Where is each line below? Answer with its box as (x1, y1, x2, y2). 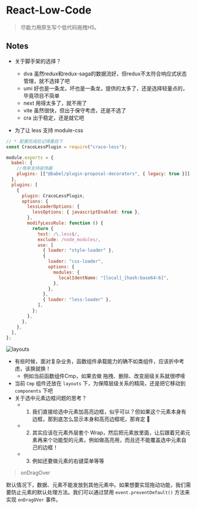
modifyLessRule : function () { (27, 220, 104, 226)
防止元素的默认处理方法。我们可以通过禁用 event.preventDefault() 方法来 (11, 489, 191, 496)
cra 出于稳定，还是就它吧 (23, 114, 84, 121)
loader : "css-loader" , (47, 258, 104, 265)
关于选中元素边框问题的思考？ (14, 395, 87, 402)
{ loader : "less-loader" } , (43, 297, 111, 303)
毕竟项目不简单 (23, 92, 60, 99)
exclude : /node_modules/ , (37, 237, 101, 242)
